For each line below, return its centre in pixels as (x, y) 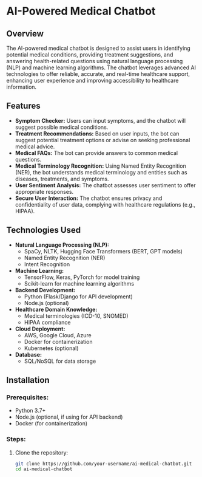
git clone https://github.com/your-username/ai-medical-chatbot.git (103, 464)
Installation (28, 380)
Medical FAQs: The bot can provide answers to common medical (96, 153)
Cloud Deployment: (40, 329)
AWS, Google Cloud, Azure (58, 335)
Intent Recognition (47, 264)
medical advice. (35, 146)
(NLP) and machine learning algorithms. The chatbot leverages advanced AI (101, 67)
